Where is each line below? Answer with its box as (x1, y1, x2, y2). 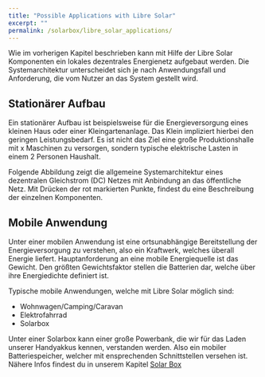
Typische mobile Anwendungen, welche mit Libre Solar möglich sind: (8, 286, 235, 296)
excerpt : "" (8, 19, 48, 27)
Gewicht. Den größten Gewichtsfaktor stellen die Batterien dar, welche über (8, 262, 256, 272)
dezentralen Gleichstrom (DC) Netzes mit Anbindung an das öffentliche (8, 176, 241, 186)
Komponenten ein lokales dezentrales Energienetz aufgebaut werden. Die (8, 57, 249, 66)
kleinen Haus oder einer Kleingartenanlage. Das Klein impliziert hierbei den (8, 127, 254, 136)
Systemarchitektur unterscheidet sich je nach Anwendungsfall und (8, 65, 227, 75)
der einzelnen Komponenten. (8, 193, 103, 202)
